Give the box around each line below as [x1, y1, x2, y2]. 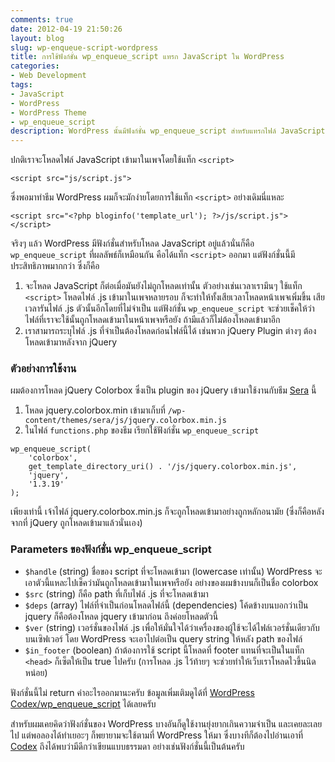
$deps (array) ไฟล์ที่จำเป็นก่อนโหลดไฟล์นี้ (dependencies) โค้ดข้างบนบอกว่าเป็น [24, 599, 309, 611]
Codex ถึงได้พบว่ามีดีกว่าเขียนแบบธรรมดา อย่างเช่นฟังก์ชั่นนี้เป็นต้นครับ [10, 740, 245, 752]
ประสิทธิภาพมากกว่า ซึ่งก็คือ [10, 260, 100, 272]
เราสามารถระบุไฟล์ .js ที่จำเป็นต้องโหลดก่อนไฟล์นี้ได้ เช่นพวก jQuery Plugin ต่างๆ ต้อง [24, 325, 317, 337]
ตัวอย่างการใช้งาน [10, 362, 77, 376]
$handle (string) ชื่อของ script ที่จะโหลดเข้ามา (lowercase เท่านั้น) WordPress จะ [24, 565, 323, 577]
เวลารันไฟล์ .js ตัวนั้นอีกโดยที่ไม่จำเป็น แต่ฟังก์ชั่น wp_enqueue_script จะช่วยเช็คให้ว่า [24, 302, 315, 315]
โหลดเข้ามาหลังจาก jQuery [24, 336, 118, 348]
